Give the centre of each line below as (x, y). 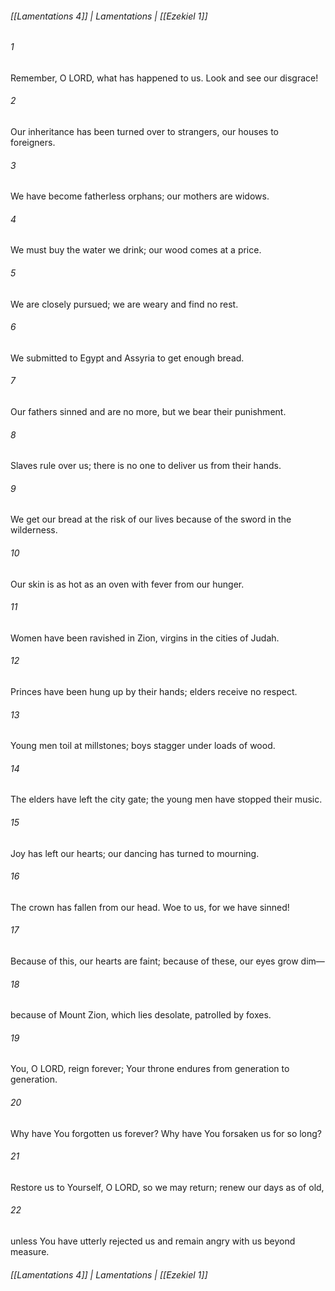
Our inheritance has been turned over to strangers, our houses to (144, 132)
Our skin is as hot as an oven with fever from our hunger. (127, 584)
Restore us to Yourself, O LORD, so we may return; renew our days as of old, (167, 1187)
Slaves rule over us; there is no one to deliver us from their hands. (146, 466)
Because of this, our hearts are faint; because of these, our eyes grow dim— (167, 961)
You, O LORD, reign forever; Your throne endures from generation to (150, 1069)
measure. (30, 1252)
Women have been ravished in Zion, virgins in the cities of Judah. (145, 638)
